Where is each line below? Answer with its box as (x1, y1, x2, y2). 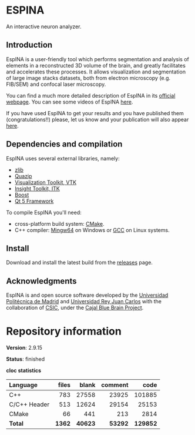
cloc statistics (6, 367, 42, 374)
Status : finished (6, 356, 45, 363)
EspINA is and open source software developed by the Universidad (6, 292, 169, 299)
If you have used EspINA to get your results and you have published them (6, 109, 184, 116)
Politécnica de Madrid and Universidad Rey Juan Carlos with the (6, 298, 162, 305)
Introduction (6, 40, 53, 50)
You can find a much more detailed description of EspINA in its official (6, 92, 176, 99)
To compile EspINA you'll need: (6, 209, 82, 216)
